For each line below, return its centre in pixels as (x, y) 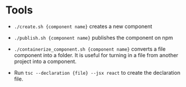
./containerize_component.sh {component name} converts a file (90, 49)
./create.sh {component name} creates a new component (83, 26)
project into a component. (45, 61)
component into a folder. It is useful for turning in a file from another (96, 55)
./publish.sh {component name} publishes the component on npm (94, 37)
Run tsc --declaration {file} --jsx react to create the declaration (97, 72)
